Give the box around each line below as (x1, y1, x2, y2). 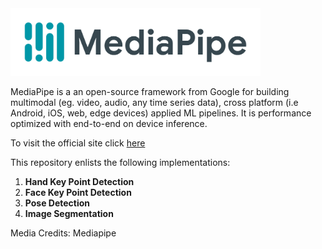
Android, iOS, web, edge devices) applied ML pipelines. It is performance (10, 107, 312, 119)
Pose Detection (24, 197, 91, 209)
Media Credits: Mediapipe (10, 227, 117, 239)
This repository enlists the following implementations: (10, 157, 231, 169)
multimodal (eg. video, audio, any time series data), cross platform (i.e (10, 97, 299, 109)
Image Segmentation (24, 208, 114, 220)
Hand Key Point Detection (24, 176, 135, 188)
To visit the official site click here (10, 137, 146, 149)
